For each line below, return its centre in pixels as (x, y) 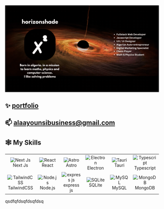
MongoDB (145, 188)
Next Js (20, 165)
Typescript (145, 168)
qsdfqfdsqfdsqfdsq (24, 201)
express (71, 185)
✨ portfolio (22, 105)
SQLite (95, 185)
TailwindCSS (20, 188)
